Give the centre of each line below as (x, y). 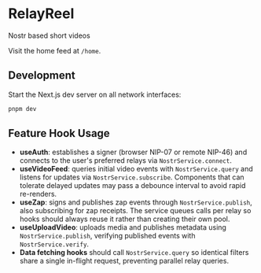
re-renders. (38, 194)
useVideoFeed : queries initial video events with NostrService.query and (136, 169)
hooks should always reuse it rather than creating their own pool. (125, 219)
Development (42, 76)
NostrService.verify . (54, 244)
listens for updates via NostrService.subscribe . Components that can (132, 177)
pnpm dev (22, 109)
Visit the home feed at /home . (55, 50)
